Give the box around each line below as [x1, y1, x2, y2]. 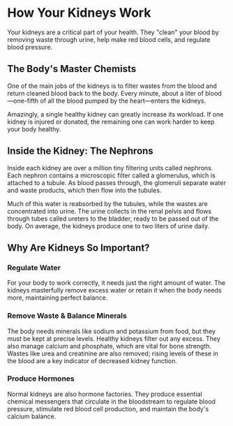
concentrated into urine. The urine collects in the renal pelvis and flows [7, 207, 212, 215]
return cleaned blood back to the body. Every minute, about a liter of [7, 89, 204, 97]
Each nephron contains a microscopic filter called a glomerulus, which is [7, 171, 216, 179]
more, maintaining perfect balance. [7, 293, 108, 302]
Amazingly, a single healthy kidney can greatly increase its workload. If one [7, 110, 224, 118]
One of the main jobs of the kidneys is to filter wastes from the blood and [7, 82, 218, 90]
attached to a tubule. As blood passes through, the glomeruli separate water [7, 178, 227, 186]
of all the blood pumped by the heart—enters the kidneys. [40, 96, 206, 105]
